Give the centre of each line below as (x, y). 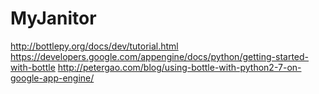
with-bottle (33, 67)
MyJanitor (53, 18)
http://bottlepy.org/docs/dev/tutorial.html (94, 46)
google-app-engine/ (52, 78)
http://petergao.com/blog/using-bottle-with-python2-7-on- (179, 67)
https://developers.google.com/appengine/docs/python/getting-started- (160, 56)
